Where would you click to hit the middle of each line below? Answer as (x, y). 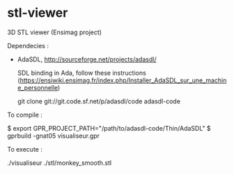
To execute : (25, 149)
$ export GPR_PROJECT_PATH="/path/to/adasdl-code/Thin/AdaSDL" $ (109, 128)
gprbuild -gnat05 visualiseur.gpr (53, 136)
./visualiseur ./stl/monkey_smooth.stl (60, 163)
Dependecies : (28, 45)
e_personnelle (38, 87)
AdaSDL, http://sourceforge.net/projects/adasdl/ (87, 59)
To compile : (25, 115)
